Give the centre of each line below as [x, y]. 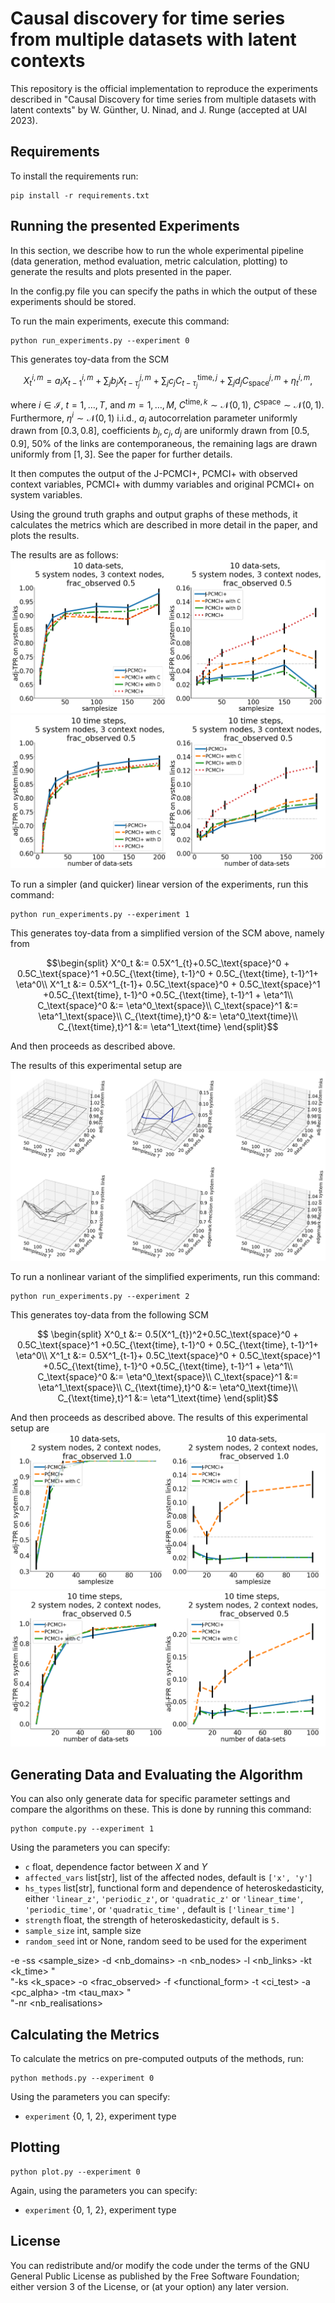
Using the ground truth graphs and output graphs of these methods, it [154, 514]
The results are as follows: [64, 555]
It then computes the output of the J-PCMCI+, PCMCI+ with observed [154, 474]
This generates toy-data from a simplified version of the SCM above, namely [167, 933]
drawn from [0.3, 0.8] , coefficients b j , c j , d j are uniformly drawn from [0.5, [160, 432]
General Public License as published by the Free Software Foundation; [155, 2276]
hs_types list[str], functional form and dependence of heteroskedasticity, [174, 1888]
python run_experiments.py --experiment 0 [100, 340]
